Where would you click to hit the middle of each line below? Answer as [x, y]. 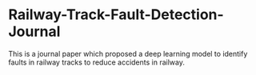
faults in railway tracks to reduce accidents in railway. [97, 62]
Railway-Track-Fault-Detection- [116, 15]
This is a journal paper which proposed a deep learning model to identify [128, 53]
